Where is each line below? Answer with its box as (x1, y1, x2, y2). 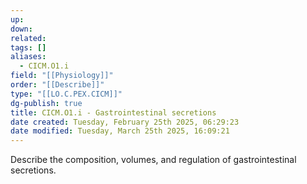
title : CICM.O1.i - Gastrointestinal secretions (10, 107, 217, 118)
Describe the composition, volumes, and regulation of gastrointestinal (10, 154, 297, 166)
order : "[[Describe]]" (10, 80, 105, 90)
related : (10, 33, 47, 43)
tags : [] (10, 42, 47, 53)
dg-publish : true (10, 98, 83, 108)
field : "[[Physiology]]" (10, 71, 114, 81)
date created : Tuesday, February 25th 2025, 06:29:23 (10, 117, 240, 127)
